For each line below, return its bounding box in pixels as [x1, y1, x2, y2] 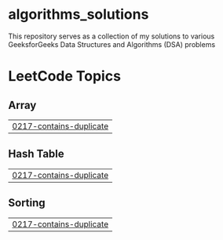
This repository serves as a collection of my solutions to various [8, 31, 215, 41]
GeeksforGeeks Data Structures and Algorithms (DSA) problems [8, 39, 216, 49]
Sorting [8, 196, 46, 209]
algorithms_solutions [8, 5, 149, 24]
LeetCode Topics [8, 67, 122, 85]
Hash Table [8, 147, 64, 161]
